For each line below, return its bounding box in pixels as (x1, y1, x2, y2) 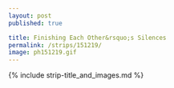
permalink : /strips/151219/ (8, 41, 103, 49)
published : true (8, 19, 63, 27)
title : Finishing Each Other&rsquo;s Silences (8, 34, 167, 42)
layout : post (8, 11, 52, 20)
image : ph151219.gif (8, 49, 78, 57)
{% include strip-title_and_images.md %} (8, 70, 144, 80)
